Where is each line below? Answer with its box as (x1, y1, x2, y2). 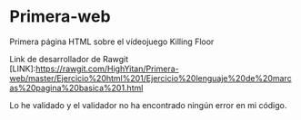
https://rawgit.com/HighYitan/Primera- (35, 63, 179, 74)
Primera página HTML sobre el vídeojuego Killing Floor (9, 36, 215, 47)
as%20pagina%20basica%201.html (9, 82, 144, 93)
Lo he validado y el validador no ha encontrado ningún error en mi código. (9, 99, 287, 110)
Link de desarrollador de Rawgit (9, 53, 129, 64)
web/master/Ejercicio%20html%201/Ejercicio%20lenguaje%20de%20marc (9, 72, 293, 83)
